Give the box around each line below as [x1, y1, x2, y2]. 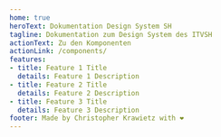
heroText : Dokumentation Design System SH [9, 22, 172, 31]
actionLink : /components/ [9, 47, 107, 56]
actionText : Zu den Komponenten [9, 38, 131, 48]
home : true [9, 13, 51, 23]
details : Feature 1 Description [17, 72, 140, 81]
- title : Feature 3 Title [9, 96, 107, 106]
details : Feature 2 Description [17, 88, 140, 97]
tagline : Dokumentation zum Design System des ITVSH [9, 30, 213, 39]
